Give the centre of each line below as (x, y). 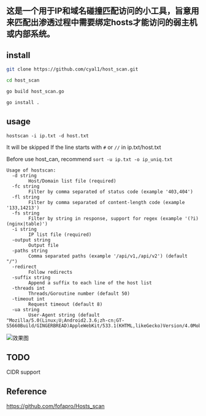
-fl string (26, 197)
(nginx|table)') (27, 224)
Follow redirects (50, 272)
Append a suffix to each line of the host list (90, 283)
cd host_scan (23, 81)
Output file (44, 245)
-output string (31, 240)
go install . (23, 102)
